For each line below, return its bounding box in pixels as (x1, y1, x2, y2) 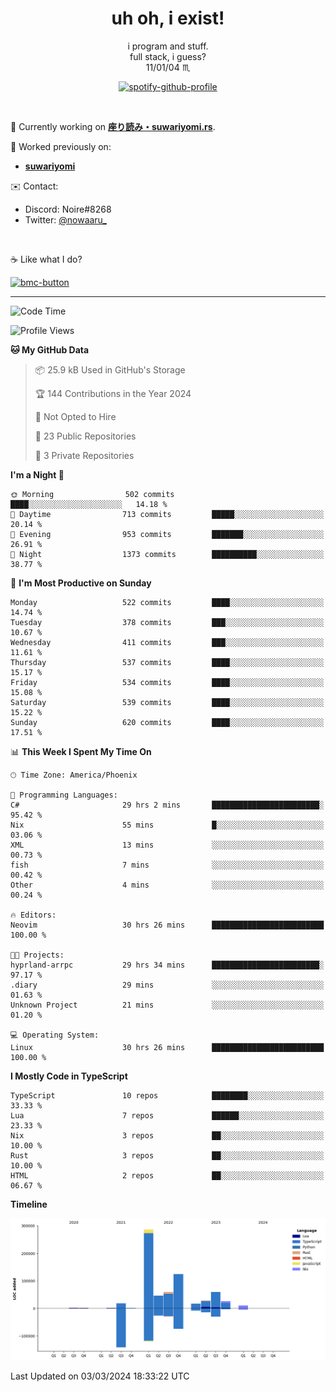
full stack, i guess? (129, 50, 207, 62)
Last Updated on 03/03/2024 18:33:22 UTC (10, 1370, 190, 1382)
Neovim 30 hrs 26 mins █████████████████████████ (10, 920, 325, 930)
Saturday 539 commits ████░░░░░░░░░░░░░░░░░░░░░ (10, 697, 325, 707)
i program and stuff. (127, 40, 209, 52)
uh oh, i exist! (111, 7, 225, 30)
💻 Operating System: (10, 1030, 100, 1040)
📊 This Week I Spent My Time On (10, 745, 152, 757)
